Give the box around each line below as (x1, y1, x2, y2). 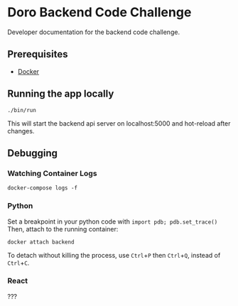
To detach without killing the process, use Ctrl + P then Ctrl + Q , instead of (7, 251, 221, 259)
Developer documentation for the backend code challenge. (7, 28, 180, 36)
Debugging (7, 147, 58, 159)
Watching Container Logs (7, 168, 97, 178)
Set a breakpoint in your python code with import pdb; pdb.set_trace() (7, 217, 218, 226)
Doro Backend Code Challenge (7, 4, 192, 21)
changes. (7, 126, 35, 135)
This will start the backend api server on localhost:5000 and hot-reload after (7, 119, 231, 128)
